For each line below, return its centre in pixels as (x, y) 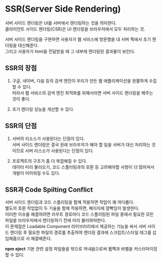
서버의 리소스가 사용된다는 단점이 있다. (48, 139)
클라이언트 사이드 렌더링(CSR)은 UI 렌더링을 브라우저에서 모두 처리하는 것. (75, 29)
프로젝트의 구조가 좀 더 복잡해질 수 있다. (49, 161)
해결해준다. (41, 239)
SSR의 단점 (21, 126)
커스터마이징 (146, 249)
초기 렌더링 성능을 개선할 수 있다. (43, 109)
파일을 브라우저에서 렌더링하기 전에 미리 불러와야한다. (56, 220)
